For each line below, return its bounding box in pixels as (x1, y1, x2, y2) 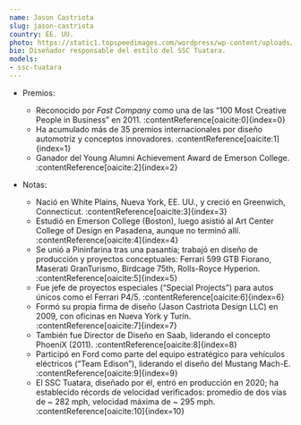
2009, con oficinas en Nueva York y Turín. (35, 310, 192, 321)
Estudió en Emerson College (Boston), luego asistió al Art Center (35, 216, 274, 226)
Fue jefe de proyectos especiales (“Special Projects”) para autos (35, 282, 274, 293)
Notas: (21, 179, 47, 190)
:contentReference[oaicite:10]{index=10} (35, 405, 185, 416)
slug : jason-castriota (9, 21, 94, 30)
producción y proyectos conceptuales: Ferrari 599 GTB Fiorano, (35, 253, 271, 264)
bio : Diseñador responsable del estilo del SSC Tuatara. (9, 47, 227, 55)
